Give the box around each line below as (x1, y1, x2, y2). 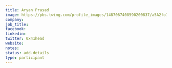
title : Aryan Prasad (5, 7, 50, 13)
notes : (5, 46, 19, 51)
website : (5, 41, 24, 46)
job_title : (5, 21, 29, 27)
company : (5, 17, 24, 22)
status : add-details (5, 50, 50, 55)
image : (5, 12, 19, 17)
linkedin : (5, 31, 27, 36)
